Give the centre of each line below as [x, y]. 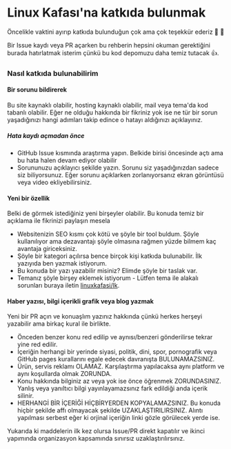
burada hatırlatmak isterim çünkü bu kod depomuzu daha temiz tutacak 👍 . [113, 52]
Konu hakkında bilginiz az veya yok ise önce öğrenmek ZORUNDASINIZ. [119, 381]
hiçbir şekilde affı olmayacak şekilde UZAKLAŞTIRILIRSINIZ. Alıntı [110, 410]
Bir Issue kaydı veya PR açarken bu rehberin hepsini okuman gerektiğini [109, 45]
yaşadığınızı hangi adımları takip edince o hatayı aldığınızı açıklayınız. [105, 120]
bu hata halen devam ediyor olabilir [67, 161]
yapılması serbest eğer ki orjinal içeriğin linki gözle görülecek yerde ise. [119, 418]
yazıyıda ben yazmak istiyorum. [62, 263]
